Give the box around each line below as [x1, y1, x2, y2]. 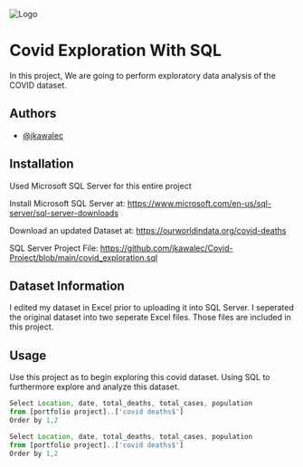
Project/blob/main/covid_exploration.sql [9, 252, 158, 262]
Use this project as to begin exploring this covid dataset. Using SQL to [9, 372, 270, 383]
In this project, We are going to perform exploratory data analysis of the [9, 70, 276, 81]
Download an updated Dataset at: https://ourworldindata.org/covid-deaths [9, 224, 287, 235]
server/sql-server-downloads [9, 207, 119, 218]
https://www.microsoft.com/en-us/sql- [127, 197, 271, 208]
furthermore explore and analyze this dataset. [9, 381, 180, 393]
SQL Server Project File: [9, 243, 99, 253]
